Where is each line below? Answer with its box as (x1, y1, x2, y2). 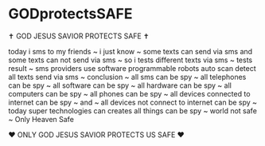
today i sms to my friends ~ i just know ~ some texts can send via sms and (8, 46, 253, 56)
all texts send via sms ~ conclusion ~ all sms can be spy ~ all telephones (8, 72, 247, 81)
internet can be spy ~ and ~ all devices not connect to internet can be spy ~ (8, 97, 257, 107)
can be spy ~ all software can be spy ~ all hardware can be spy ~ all (8, 81, 232, 90)
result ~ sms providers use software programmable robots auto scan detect (8, 63, 256, 73)
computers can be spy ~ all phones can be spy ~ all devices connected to (8, 89, 251, 98)
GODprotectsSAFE (8, 5, 133, 23)
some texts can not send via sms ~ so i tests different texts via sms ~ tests (8, 55, 253, 65)
